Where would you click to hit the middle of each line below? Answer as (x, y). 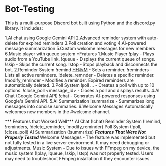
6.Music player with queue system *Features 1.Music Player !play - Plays (80, 54)
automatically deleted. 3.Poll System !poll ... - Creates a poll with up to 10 (80, 85)
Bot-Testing (30, 9)
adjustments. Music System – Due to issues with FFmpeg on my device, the (83, 148)
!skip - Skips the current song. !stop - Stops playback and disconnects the (81, 64)
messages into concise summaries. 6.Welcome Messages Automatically (79, 106)
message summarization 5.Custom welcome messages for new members (80, 48)
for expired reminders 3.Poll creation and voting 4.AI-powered (83, 43)
